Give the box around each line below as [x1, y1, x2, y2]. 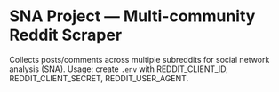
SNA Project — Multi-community [9, 6, 256, 27]
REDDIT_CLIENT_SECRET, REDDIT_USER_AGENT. [9, 73, 189, 83]
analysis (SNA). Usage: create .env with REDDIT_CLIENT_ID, [9, 64, 228, 74]
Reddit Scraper [9, 25, 123, 45]
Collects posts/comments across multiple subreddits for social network [9, 54, 270, 65]
